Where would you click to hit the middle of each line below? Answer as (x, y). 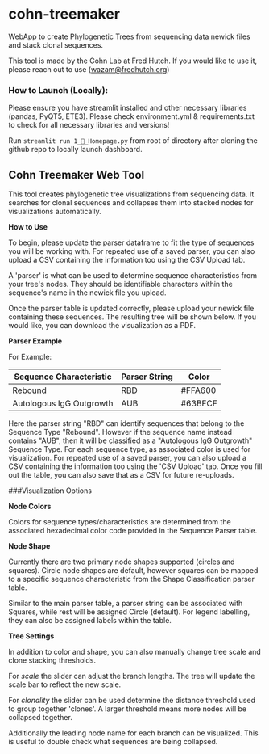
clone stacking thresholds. (52, 660)
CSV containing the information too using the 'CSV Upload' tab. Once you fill (135, 466)
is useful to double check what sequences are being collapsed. (113, 742)
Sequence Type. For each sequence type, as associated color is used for (130, 449)
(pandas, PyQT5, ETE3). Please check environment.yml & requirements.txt (132, 116)
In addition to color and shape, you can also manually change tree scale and (135, 652)
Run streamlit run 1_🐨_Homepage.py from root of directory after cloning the (133, 141)
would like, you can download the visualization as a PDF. (102, 326)
